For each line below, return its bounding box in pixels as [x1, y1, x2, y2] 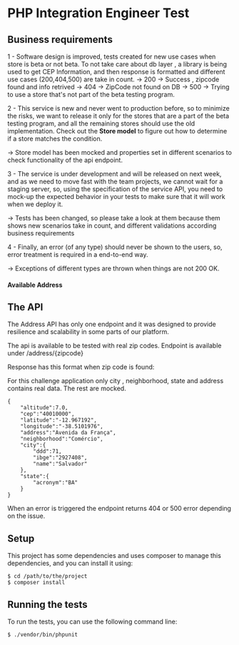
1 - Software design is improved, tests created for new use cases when [7, 52, 216, 61]
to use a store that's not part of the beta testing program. [7, 91, 175, 98]
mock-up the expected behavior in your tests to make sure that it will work [7, 193, 226, 200]
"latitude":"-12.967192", [20, 417, 98, 424]
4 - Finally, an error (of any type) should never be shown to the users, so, [7, 243, 223, 251]
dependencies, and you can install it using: [7, 559, 133, 568]
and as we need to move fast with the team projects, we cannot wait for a [7, 177, 223, 186]
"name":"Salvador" [33, 460, 88, 468]
